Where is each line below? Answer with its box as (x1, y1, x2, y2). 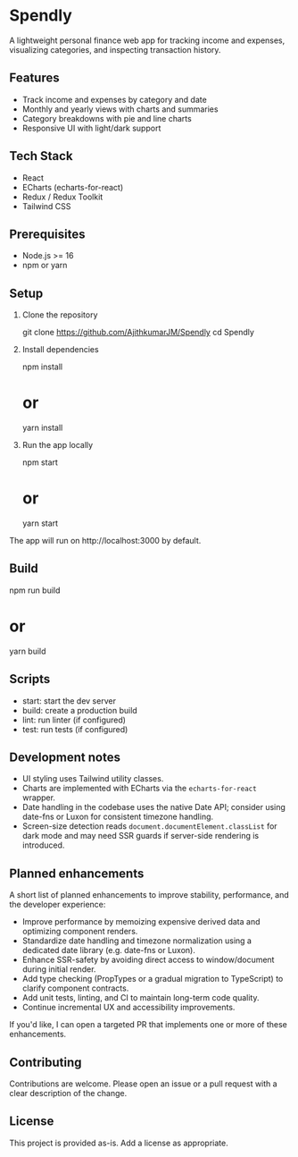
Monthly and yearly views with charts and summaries (21, 104, 219, 114)
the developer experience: (9, 899, 106, 910)
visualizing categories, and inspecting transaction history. (9, 44, 221, 55)
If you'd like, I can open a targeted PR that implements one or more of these (9, 1019, 288, 1030)
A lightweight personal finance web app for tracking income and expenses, (9, 35, 286, 46)
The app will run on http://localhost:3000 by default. (9, 536, 202, 546)
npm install (21, 361, 63, 372)
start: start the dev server (21, 695, 116, 706)
